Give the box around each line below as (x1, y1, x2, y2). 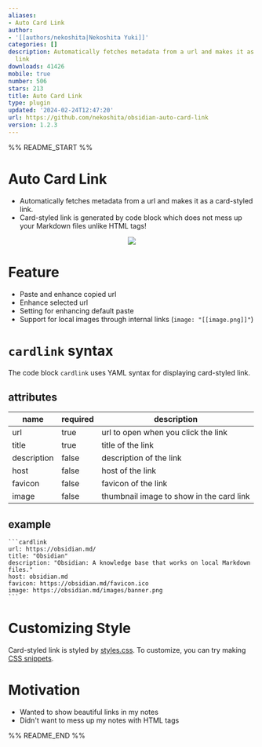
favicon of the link (101, 478, 168, 489)
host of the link (101, 465, 157, 476)
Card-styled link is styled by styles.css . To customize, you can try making (8, 646, 246, 655)
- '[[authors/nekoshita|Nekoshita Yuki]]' (8, 33, 149, 42)
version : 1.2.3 (8, 121, 58, 129)
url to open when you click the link (101, 427, 227, 438)
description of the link (101, 452, 182, 463)
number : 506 (8, 77, 47, 85)
